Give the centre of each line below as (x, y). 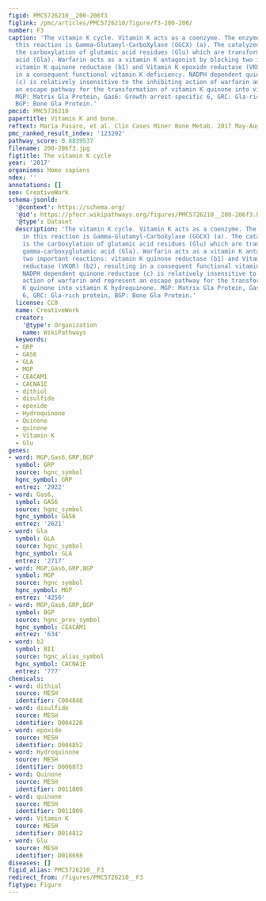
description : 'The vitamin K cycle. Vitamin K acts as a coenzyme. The (136, 229)
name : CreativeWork (47, 310)
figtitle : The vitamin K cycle (60, 155)
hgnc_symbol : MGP (44, 590)
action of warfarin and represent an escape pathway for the (125, 281)
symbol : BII (35, 649)
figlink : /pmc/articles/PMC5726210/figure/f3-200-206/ (101, 23)
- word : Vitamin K (38, 819)
